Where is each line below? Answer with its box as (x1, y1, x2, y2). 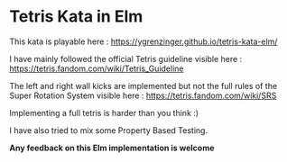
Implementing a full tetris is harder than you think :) (9, 107, 199, 118)
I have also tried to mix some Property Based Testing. (9, 124, 208, 136)
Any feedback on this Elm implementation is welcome (9, 142, 215, 153)
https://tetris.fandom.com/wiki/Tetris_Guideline (9, 63, 184, 74)
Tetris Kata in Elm (9, 6, 143, 27)
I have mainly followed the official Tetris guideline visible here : (9, 53, 243, 64)
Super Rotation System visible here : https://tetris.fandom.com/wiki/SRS (9, 90, 277, 101)
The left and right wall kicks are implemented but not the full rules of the (9, 80, 278, 91)
